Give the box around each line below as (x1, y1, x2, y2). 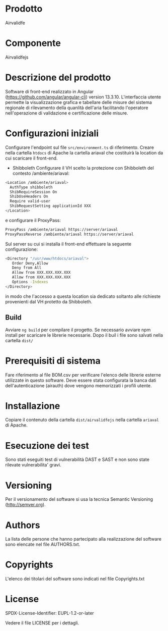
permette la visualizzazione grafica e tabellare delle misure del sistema (5, 99, 152, 105)
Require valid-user (10, 199, 51, 204)
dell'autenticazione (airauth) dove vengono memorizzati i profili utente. (5, 382, 152, 389)
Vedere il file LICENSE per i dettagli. (5, 620, 79, 626)
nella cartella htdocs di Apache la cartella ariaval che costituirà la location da (5, 149, 163, 155)
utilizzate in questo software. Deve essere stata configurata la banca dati (5, 377, 156, 383)
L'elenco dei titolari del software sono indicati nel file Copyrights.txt (5, 576, 145, 582)
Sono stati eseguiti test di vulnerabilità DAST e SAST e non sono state (5, 456, 150, 462)
